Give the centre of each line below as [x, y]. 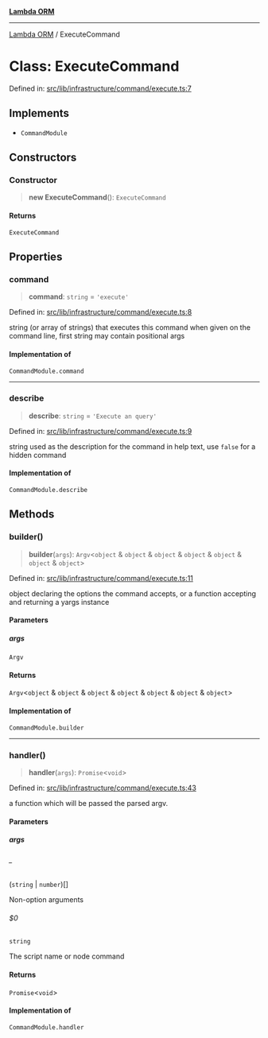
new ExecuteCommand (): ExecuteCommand [97, 197]
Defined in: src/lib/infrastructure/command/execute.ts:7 [100, 88]
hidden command [38, 455]
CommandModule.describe [49, 490]
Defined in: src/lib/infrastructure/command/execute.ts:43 [103, 788]
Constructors [43, 158]
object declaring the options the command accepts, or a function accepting [133, 593]
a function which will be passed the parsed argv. [89, 803]
